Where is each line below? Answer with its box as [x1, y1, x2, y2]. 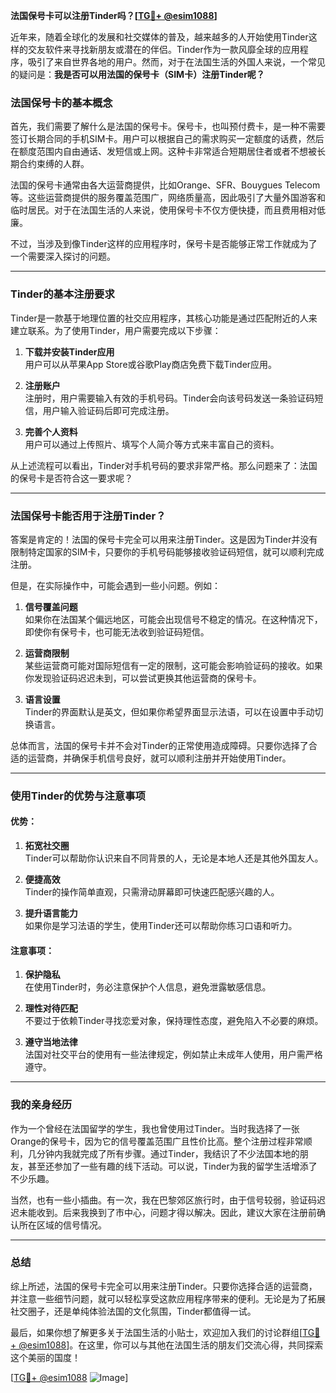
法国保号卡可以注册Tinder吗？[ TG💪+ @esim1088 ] [10, 10, 218, 21]
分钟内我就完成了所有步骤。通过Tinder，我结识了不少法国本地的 [36, 1147, 300, 1159]
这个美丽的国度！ [10, 1351, 81, 1363]
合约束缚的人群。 [18, 158, 90, 170]
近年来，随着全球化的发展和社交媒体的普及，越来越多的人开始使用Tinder [10, 31, 309, 43]
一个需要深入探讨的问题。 [10, 250, 116, 263]
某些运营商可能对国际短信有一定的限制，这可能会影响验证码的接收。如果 [24, 659, 323, 671]
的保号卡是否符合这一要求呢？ [10, 472, 133, 484]
